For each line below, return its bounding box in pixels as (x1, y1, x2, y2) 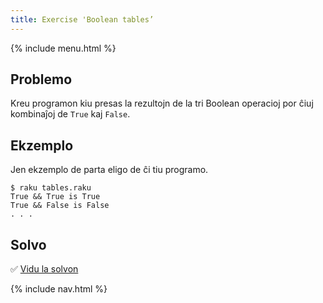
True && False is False (10, 201, 110, 211)
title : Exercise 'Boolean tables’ (10, 14, 155, 25)
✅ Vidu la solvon (10, 263, 79, 275)
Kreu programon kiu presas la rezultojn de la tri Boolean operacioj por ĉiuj (10, 97, 314, 110)
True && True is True (10, 192, 101, 202)
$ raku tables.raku (10, 183, 92, 193)
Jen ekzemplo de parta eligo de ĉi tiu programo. (10, 164, 209, 176)
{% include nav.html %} (10, 283, 108, 295)
